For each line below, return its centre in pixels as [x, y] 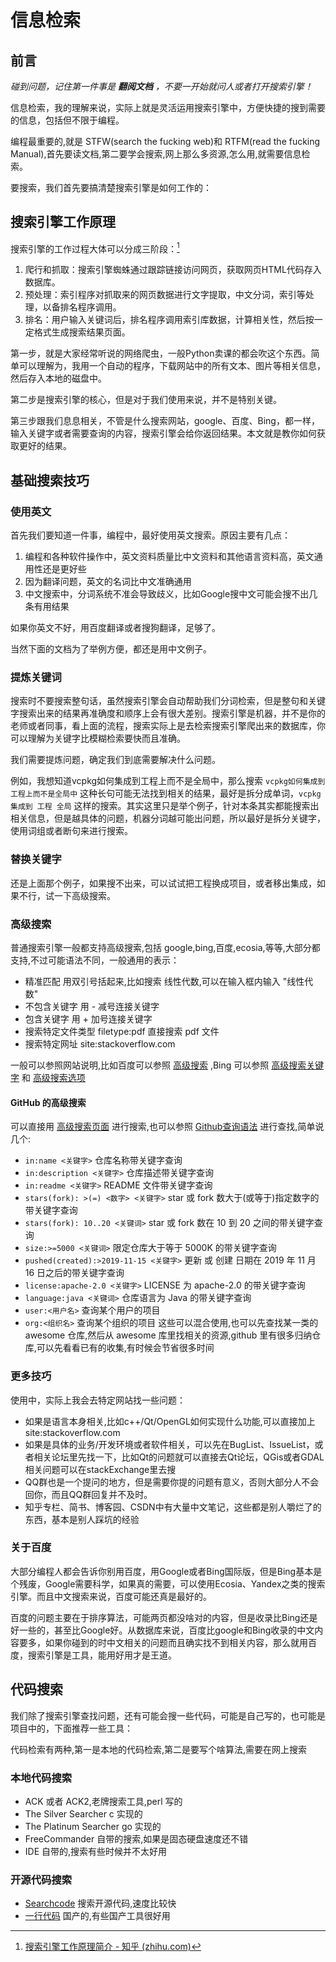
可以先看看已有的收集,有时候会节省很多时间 [125, 1348]
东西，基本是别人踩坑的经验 [82, 1519]
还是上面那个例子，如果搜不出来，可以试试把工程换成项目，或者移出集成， [163, 883]
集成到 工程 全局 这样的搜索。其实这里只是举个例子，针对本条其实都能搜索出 [165, 806]
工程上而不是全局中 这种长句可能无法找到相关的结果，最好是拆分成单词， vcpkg [166, 793]
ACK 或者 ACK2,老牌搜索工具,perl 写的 [103, 1801]
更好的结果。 [45, 446]
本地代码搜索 [41, 1778]
